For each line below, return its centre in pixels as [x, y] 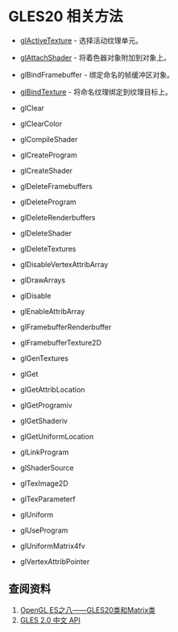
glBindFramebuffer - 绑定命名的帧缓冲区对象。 [97, 74]
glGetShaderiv [44, 421]
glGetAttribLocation [52, 389]
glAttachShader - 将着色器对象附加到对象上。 [95, 57]
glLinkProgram [44, 452]
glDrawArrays [43, 280]
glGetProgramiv [46, 405]
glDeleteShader [46, 233]
